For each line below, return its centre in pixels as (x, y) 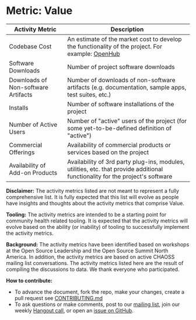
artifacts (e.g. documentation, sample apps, (127, 87)
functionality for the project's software (120, 176)
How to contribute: (29, 280)
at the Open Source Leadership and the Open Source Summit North (87, 251)
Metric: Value (39, 11)
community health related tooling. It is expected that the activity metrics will (97, 221)
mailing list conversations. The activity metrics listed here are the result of (95, 263)
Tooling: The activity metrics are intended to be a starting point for (86, 214)
